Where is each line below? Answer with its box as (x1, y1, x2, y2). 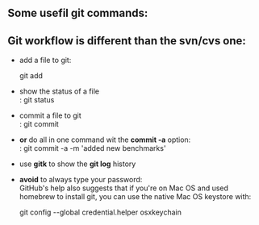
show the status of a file (19, 86, 100, 96)
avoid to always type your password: (19, 175, 143, 185)
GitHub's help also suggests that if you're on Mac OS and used (19, 183, 229, 193)
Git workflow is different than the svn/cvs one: (7, 34, 247, 48)
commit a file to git (19, 110, 81, 120)
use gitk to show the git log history (19, 159, 136, 169)
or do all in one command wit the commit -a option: (19, 135, 191, 144)
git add (19, 71, 44, 81)
